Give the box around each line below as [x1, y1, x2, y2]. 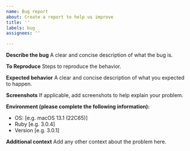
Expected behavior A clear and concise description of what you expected [6, 74, 185, 81]
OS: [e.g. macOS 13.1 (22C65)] [14, 115, 88, 122]
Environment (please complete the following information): [6, 103, 150, 110]
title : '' [6, 19, 30, 25]
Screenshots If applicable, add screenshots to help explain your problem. [6, 92, 184, 99]
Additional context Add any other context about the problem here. [6, 138, 167, 145]
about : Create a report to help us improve [6, 14, 114, 20]
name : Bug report [6, 8, 49, 15]
